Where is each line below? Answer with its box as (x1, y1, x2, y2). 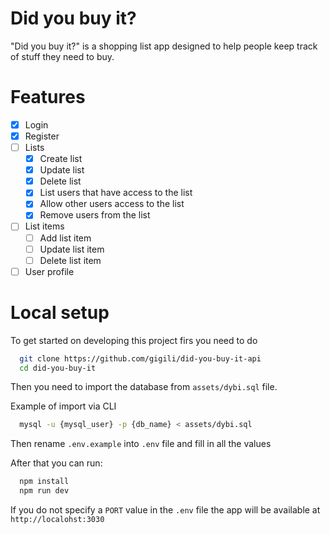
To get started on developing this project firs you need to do (10, 334, 258, 346)
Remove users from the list (39, 209, 151, 221)
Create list (39, 153, 83, 165)
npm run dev (19, 486, 70, 496)
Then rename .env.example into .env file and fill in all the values (10, 438, 272, 450)
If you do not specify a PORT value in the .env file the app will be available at (10, 504, 321, 516)
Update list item (39, 243, 105, 255)
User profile (24, 265, 75, 277)
